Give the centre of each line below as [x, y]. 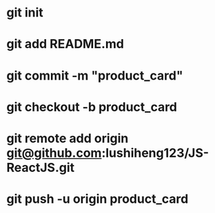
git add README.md [65, 44]
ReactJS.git [41, 167]
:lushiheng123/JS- [155, 153]
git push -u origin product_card [98, 199]
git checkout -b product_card [92, 107]
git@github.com [54, 153]
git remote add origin [68, 138]
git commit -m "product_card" [95, 75]
